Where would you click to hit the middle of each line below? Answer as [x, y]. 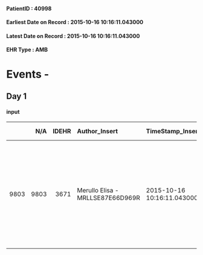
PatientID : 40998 [29, 8]
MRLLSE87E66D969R [109, 198]
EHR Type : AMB [27, 50]
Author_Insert [98, 131]
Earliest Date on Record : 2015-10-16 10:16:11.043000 [75, 22]
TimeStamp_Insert [173, 131]
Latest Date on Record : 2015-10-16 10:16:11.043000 [73, 36]
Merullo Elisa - [98, 190]
